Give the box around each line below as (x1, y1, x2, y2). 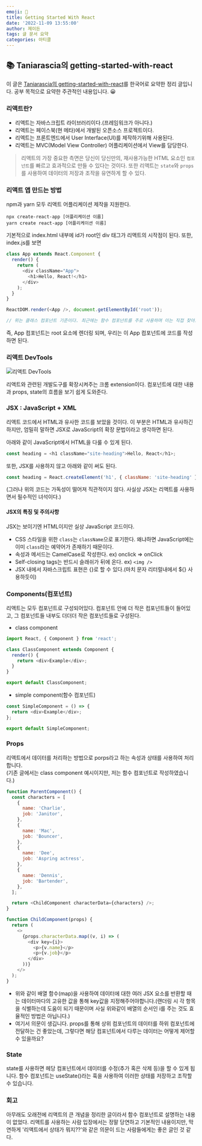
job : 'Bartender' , (22, 878, 69, 884)
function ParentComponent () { (6, 789, 82, 795)
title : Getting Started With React (6, 14, 96, 20)
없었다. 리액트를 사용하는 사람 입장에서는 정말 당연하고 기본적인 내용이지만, (12, 1118, 188, 1126)
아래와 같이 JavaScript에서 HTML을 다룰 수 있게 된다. (6, 439, 133, 446)
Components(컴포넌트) (6, 590, 73, 598)
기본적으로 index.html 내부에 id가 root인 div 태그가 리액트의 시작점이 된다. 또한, (6, 232, 193, 239)
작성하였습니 (159, 769, 189, 776)
